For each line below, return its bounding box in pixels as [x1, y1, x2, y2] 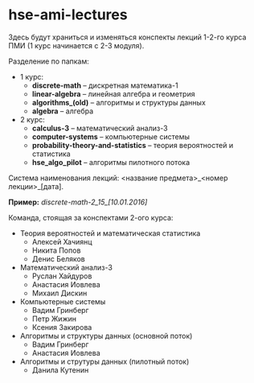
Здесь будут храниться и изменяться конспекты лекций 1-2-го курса [8, 32, 247, 42]
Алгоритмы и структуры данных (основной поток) [19, 331, 193, 340]
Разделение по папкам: [8, 56, 90, 66]
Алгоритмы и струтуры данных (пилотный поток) [19, 356, 190, 366]
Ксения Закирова [31, 322, 92, 332]
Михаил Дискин [31, 288, 88, 298]
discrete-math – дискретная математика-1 [31, 80, 178, 90]
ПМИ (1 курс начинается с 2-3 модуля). [8, 40, 145, 50]
